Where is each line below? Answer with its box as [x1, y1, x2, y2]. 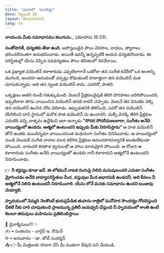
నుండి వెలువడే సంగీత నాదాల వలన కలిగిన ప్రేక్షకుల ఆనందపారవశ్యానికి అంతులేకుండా [5, 137, 150, 143]
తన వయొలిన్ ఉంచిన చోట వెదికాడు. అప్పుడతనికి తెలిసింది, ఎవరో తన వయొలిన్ [5, 105, 143, 111]
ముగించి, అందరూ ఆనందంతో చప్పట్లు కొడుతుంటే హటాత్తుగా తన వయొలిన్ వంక [5, 75, 141, 81]
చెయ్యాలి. [5, 187, 22, 193]
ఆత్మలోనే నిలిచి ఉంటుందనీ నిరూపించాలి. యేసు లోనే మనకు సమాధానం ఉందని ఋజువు [5, 181, 153, 186]
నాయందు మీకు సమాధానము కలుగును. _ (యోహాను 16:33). [5, 34, 108, 40]
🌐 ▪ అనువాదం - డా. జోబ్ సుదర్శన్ [5, 235, 66, 241]
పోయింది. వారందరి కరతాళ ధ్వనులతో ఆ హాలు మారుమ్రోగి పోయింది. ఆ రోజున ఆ [5, 143, 142, 149]
